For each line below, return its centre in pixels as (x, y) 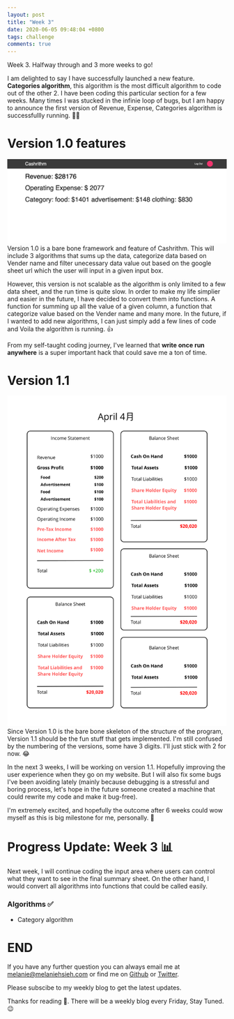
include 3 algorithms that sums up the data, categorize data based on (107, 255)
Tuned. (214, 1002)
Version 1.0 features (67, 144)
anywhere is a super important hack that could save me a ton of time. (107, 352)
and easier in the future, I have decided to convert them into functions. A (111, 299)
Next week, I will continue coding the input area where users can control (111, 871)
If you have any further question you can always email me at (94, 967)
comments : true (29, 44)
